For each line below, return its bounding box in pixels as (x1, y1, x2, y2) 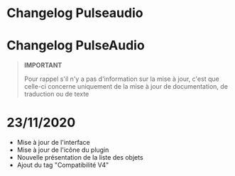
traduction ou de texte (23, 90, 89, 99)
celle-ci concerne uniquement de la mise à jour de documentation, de (23, 82, 229, 91)
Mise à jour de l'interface (16, 138, 90, 147)
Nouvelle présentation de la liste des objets (16, 153, 143, 162)
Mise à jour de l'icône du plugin (16, 145, 109, 154)
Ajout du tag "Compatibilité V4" (16, 161, 109, 170)
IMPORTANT (23, 61, 62, 70)
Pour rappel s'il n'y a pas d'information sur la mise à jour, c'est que (23, 75, 219, 83)
